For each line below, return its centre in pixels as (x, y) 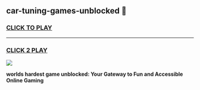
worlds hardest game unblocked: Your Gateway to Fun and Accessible (95, 74)
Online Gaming (25, 80)
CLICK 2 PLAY (27, 50)
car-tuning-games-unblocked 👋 (66, 11)
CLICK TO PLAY (29, 28)
